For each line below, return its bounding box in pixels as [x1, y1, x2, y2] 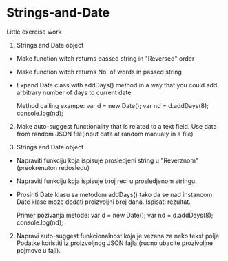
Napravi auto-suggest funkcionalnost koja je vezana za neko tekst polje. [16, 231, 221, 240]
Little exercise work [6, 28, 62, 36]
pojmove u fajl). [16, 246, 61, 254]
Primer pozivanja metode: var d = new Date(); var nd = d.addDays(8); [16, 211, 214, 219]
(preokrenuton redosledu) [16, 163, 90, 171]
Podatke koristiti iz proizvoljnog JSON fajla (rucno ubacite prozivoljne [16, 239, 214, 247]
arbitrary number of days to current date [16, 88, 132, 96]
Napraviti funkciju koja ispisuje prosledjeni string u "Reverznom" [16, 156, 199, 165]
